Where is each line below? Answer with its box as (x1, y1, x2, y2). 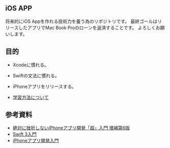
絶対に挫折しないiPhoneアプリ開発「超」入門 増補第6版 (12, 125, 130, 131)
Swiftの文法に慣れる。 (12, 72, 60, 78)
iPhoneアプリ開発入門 (12, 137, 59, 144)
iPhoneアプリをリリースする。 (12, 83, 77, 90)
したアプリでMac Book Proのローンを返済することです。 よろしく (18, 24, 156, 31)
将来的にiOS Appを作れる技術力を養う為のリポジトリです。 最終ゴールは (5, 18, 158, 24)
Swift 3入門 (12, 131, 37, 137)
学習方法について (12, 94, 49, 100)
